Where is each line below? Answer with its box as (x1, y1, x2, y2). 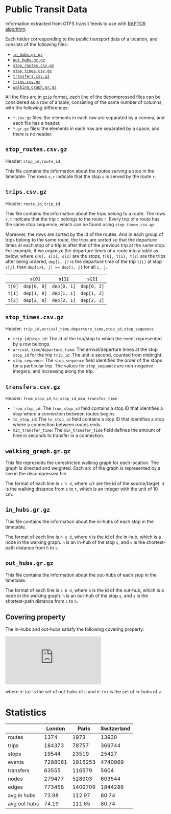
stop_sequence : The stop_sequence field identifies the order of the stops (12, 357, 162, 364)
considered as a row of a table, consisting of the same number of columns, (5, 99, 163, 105)
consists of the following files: (5, 41, 68, 47)
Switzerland (100, 725, 131, 732)
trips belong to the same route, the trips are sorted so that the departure (5, 236, 157, 243)
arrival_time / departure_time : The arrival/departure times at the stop (12, 346, 158, 353)
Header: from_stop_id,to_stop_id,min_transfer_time (5, 395, 117, 402)
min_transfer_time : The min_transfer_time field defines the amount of (12, 427, 161, 433)
